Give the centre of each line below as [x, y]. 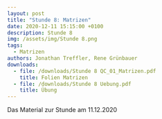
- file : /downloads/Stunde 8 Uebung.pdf [72, 84]
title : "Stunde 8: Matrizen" [49, 20]
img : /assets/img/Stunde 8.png [52, 39]
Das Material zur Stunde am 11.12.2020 [62, 110]
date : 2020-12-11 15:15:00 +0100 [55, 26]
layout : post [26, 13]
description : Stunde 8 [40, 33]
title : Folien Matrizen [54, 77]
